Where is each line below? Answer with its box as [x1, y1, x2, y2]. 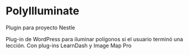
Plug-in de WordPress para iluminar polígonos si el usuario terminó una [5, 35, 184, 42]
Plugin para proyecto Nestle [5, 24, 75, 31]
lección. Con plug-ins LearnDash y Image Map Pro [5, 42, 131, 49]
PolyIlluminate [5, 4, 79, 18]
